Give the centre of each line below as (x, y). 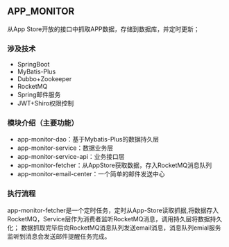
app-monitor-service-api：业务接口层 (71, 157)
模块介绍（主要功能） (43, 123)
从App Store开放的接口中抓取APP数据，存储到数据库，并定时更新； (103, 29)
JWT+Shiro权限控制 (45, 103)
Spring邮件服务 (39, 95)
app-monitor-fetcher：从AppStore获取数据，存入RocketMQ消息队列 (114, 165)
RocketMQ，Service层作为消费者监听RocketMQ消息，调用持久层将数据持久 (115, 219)
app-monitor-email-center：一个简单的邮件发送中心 (91, 174)
